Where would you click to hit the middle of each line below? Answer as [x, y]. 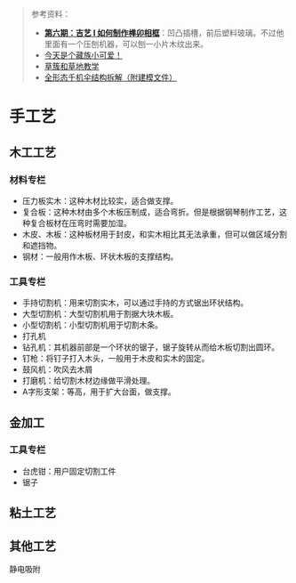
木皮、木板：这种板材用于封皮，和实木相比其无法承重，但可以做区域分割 [154, 234]
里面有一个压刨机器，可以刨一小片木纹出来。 [126, 44]
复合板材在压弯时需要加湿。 [80, 223]
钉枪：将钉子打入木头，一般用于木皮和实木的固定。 [116, 359]
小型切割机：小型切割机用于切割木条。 [92, 325]
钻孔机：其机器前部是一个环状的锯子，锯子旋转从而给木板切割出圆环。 [151, 347]
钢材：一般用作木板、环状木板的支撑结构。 [100, 256]
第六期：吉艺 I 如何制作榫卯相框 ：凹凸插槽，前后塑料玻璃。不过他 [164, 33]
